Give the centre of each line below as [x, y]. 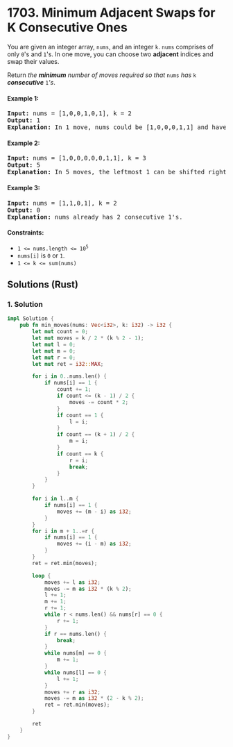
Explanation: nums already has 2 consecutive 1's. [95, 217]
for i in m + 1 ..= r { [63, 531]
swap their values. [33, 61]
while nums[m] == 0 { [76, 653]
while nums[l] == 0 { [76, 672]
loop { [42, 576]
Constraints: [26, 233]
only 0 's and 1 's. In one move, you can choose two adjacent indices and [110, 54]
